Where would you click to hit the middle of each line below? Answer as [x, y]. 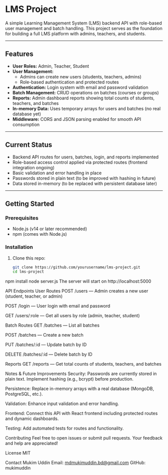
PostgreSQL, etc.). [24, 394]
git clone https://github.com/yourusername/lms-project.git [76, 267]
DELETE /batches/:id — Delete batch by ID [49, 354]
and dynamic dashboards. [32, 419]
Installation [19, 247]
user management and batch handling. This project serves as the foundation [84, 28]
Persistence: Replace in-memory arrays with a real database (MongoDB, [79, 389]
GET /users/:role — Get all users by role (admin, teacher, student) [72, 316]
